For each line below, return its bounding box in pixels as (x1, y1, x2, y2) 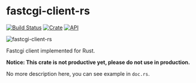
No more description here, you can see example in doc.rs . (6, 70, 150, 77)
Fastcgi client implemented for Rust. (6, 47, 95, 54)
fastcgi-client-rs (6, 4, 91, 18)
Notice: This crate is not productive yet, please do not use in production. (6, 59, 191, 66)
